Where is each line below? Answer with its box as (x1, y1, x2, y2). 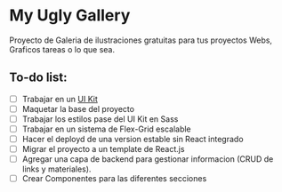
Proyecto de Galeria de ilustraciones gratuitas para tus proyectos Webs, (9, 35, 273, 45)
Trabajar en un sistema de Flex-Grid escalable (21, 124, 191, 134)
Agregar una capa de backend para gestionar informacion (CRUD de (21, 154, 274, 164)
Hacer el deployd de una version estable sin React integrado (21, 134, 244, 144)
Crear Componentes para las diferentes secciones (21, 173, 207, 184)
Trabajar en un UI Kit (21, 93, 98, 104)
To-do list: (9, 70, 68, 85)
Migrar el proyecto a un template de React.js (21, 144, 185, 155)
